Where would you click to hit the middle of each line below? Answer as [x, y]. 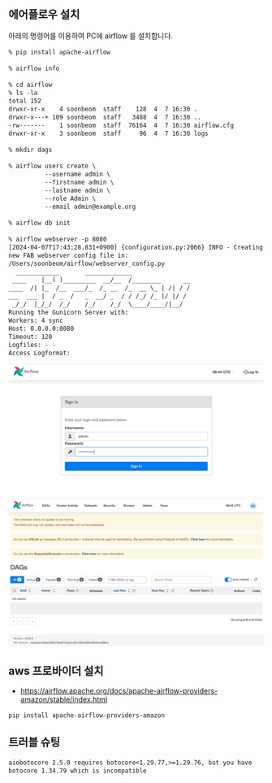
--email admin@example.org [90, 207]
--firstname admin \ [79, 182]
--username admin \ [78, 174]
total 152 [25, 101]
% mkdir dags [30, 150]
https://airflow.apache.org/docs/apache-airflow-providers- [119, 691]
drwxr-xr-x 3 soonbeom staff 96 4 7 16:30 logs [108, 133]
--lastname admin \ [78, 190]
